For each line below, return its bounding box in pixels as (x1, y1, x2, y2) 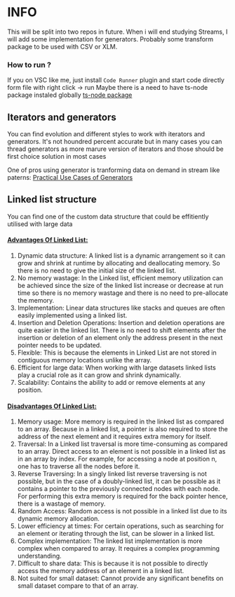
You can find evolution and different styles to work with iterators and (7, 130, 206, 138)
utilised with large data (7, 219, 73, 228)
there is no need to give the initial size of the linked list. (17, 266, 177, 275)
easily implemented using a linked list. (17, 311, 128, 320)
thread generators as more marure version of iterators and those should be (7, 145, 224, 153)
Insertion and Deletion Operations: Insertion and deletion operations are (17, 319, 225, 327)
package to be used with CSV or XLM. (7, 42, 118, 51)
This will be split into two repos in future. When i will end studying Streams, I (7, 27, 228, 36)
